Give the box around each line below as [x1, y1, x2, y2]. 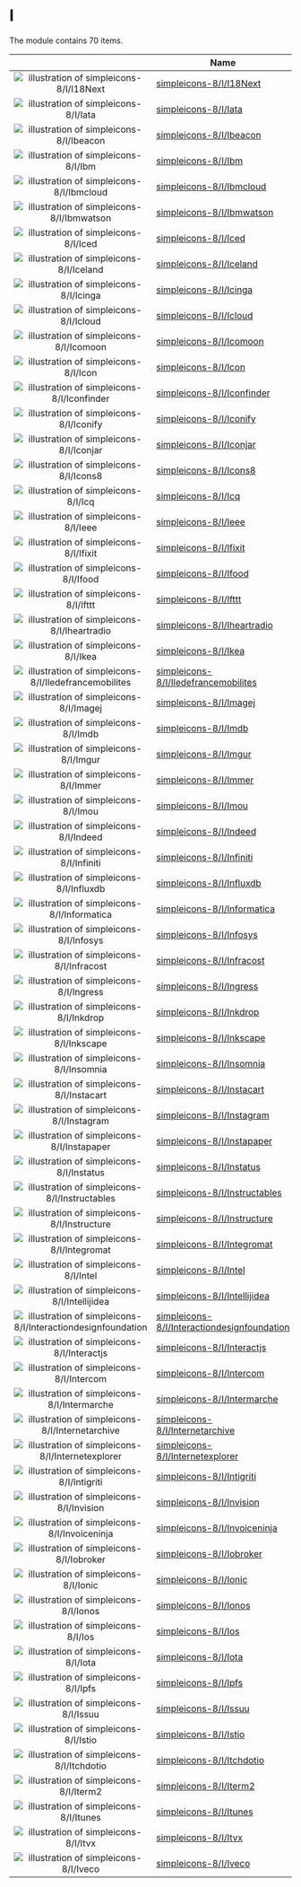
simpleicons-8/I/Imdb [156, 721, 249, 734]
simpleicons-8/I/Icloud [156, 309, 254, 321]
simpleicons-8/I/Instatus [156, 1160, 262, 1173]
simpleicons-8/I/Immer [156, 773, 254, 786]
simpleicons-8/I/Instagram [156, 1109, 271, 1122]
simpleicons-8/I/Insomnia [156, 1057, 266, 1070]
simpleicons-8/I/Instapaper [156, 1134, 273, 1147]
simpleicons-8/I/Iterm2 [156, 1779, 255, 1792]
